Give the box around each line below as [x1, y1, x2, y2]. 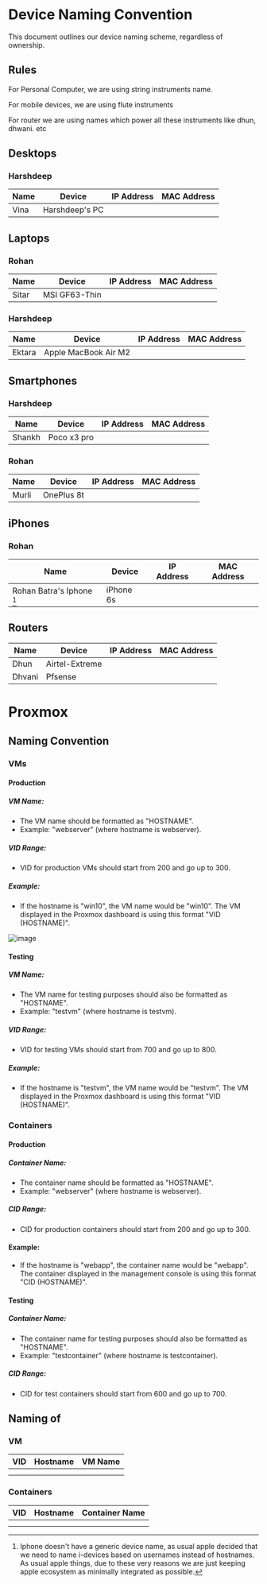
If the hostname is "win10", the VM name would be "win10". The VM [19, 900, 241, 911]
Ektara [12, 347, 37, 358]
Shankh [12, 432, 41, 443]
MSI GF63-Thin [42, 289, 102, 300]
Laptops [8, 231, 50, 245]
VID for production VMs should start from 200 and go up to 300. [19, 862, 230, 872]
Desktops [8, 147, 57, 161]
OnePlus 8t [42, 490, 85, 501]
